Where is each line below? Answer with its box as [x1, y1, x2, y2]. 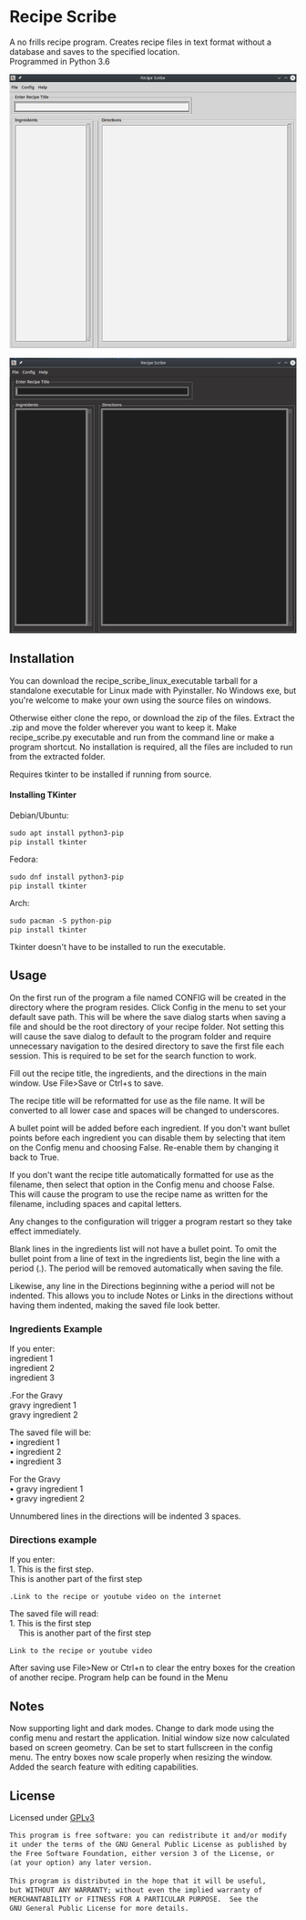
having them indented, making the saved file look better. [9, 1299, 220, 1310]
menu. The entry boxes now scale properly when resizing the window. [9, 1752, 273, 1763]
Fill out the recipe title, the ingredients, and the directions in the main [9, 1068, 267, 1079]
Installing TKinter [9, 790, 77, 800]
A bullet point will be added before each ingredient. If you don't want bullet [9, 1122, 291, 1133]
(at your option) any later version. [9, 1858, 153, 1867]
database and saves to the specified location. [9, 46, 180, 57]
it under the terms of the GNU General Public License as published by [9, 1840, 287, 1849]
